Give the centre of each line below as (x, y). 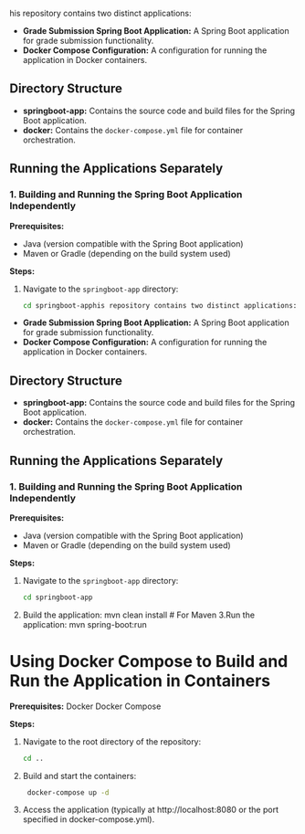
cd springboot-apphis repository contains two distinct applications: (160, 305)
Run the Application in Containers (140, 681)
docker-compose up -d (68, 792)
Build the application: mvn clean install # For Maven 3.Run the (139, 615)
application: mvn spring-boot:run (85, 624)
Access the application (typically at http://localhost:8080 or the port (150, 810)
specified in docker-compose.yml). (89, 819)
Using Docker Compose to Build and (149, 661)
